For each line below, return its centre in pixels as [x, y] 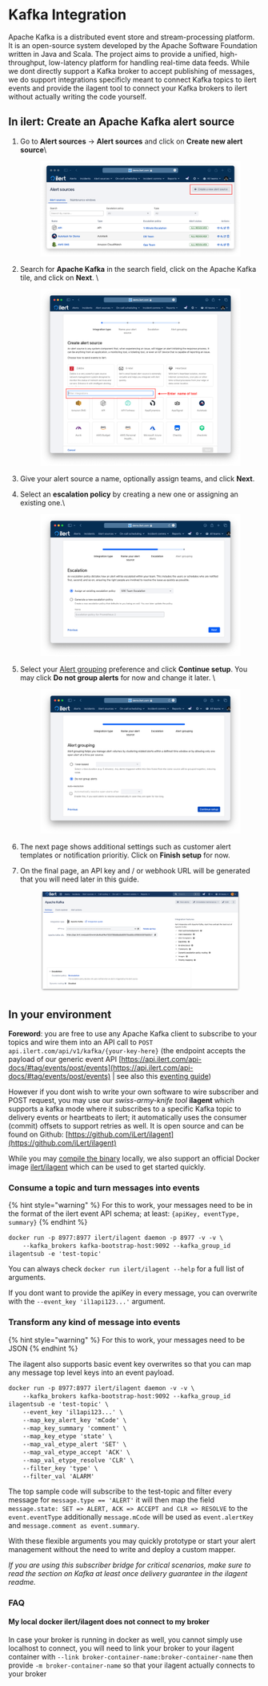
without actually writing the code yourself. [78, 96]
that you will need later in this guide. [80, 879]
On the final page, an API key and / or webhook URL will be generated [135, 871]
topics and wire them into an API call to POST [81, 1042]
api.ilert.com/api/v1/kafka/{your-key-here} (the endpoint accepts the [127, 1051]
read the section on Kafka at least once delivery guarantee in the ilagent [128, 1573]
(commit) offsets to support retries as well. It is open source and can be [126, 1126]
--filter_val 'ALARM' [58, 1476]
